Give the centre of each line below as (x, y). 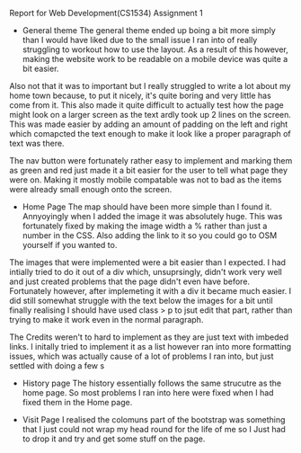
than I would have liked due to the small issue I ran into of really (140, 40)
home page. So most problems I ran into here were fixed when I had (148, 393)
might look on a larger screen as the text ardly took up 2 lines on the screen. (150, 115)
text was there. (37, 143)
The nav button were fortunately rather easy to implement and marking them (151, 160)
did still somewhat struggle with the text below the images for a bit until (141, 301)
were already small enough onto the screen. (91, 189)
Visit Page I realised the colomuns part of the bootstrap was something (154, 420)
